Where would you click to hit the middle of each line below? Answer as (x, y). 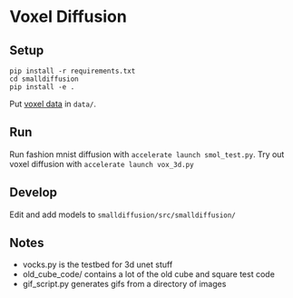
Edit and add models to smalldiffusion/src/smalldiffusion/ (122, 214)
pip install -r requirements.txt (73, 71)
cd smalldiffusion (44, 79)
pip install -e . (42, 87)
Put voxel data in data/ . (53, 104)
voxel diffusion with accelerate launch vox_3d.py (102, 164)
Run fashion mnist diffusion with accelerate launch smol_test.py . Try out (147, 154)
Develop (33, 193)
